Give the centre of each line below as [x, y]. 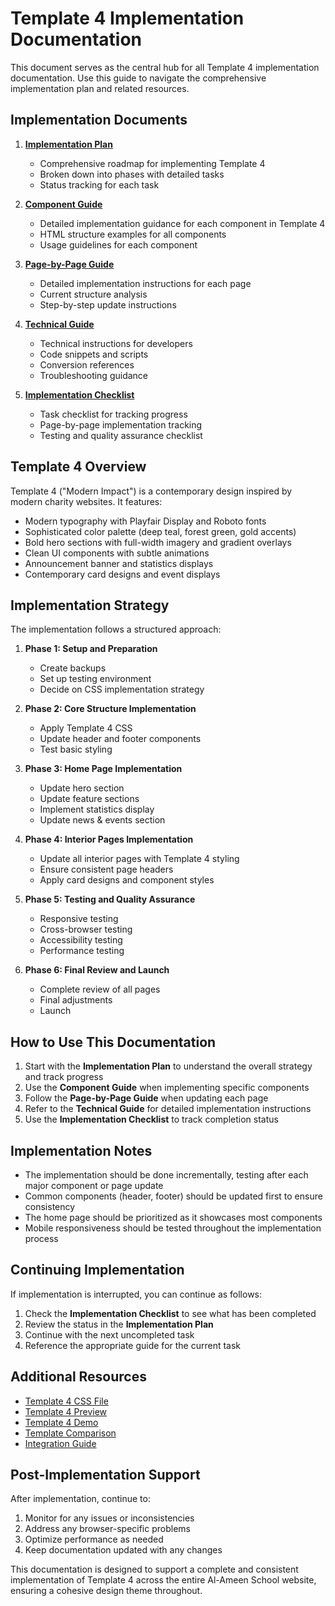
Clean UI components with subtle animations [117, 553]
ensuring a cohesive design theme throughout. [106, 1591]
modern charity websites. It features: [86, 501]
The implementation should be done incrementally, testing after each [166, 1175]
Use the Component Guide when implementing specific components [167, 1088]
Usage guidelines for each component [118, 244]
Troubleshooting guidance [94, 375]
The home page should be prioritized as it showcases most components [173, 1217]
